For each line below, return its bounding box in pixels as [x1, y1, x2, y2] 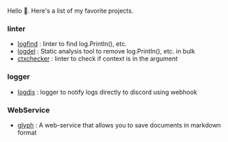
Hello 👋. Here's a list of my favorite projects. [7, 7, 134, 15]
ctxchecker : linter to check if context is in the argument [17, 54, 178, 63]
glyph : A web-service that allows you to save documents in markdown [17, 120, 222, 129]
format [17, 128, 37, 136]
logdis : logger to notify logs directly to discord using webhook [17, 88, 197, 96]
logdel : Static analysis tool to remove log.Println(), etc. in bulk [17, 47, 195, 56]
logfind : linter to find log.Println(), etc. [17, 40, 127, 48]
